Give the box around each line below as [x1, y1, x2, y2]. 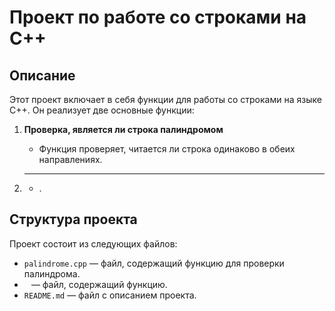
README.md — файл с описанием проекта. [23, 289, 197, 301]
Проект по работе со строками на [9, 6, 307, 29]
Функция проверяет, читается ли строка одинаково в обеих [38, 143, 296, 155]
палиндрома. [23, 267, 81, 280]
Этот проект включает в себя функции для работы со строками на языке [9, 94, 322, 105]
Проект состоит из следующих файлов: [9, 237, 178, 250]
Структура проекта [9, 211, 138, 228]
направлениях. [38, 154, 103, 165]
